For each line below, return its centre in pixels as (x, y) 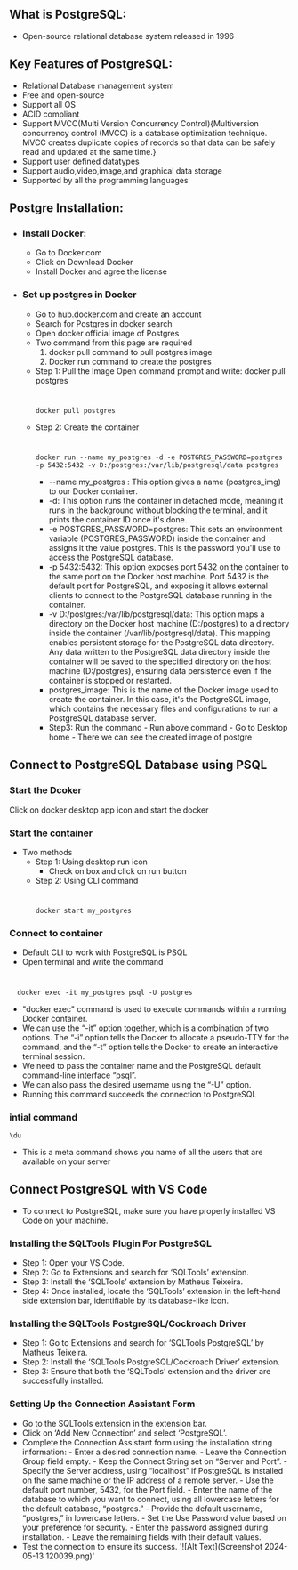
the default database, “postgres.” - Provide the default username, (142, 1509)
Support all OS (48, 104)
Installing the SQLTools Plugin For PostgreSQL (110, 1243)
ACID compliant (51, 114)
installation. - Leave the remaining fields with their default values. (141, 1537)
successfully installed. (63, 1381)
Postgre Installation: (66, 208)
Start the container (51, 833)
